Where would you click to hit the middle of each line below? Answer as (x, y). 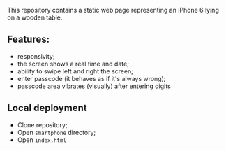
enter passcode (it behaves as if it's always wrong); (91, 78)
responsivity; (36, 56)
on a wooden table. (35, 17)
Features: (29, 39)
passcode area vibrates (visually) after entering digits (94, 86)
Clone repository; (42, 124)
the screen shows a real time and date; (73, 64)
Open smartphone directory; (56, 132)
